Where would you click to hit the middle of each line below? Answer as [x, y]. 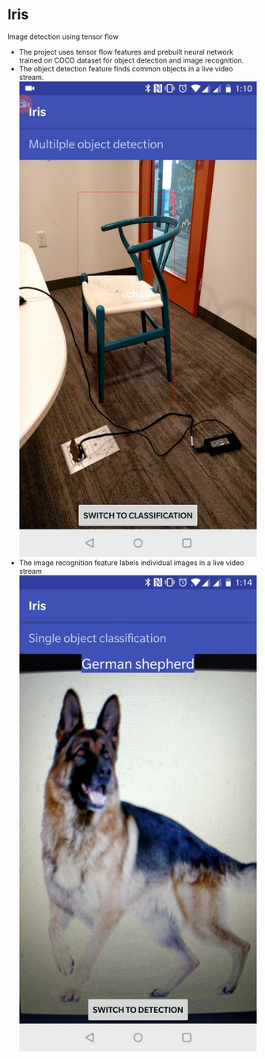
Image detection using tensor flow [63, 36]
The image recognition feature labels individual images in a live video [131, 563]
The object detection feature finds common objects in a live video [126, 68]
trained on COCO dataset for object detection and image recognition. [131, 60]
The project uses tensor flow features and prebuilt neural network [126, 52]
